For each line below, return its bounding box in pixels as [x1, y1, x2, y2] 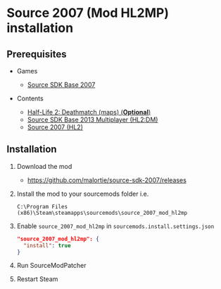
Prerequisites [6, 48, 67, 60]
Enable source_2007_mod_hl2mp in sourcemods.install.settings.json [16, 221, 215, 230]
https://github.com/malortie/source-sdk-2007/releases [27, 175, 187, 184]
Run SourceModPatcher [16, 261, 87, 270]
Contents [16, 94, 44, 102]
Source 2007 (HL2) [27, 123, 84, 131]
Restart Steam [16, 275, 58, 283]
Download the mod [16, 162, 72, 170]
